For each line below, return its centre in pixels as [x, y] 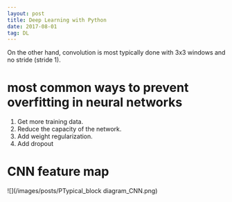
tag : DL [18, 33]
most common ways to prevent [98, 88]
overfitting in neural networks [95, 103]
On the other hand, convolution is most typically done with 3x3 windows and [116, 53]
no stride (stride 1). [34, 60]
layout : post [26, 13]
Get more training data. [50, 122]
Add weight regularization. [55, 136]
